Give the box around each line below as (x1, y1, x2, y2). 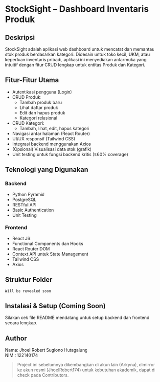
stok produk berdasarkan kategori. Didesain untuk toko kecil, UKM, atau (5, 51, 150, 57)
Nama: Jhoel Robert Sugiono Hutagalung (5, 347, 88, 353)
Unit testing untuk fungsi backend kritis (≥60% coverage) (12, 151, 129, 157)
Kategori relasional (19, 115, 58, 121)
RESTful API (12, 202, 37, 207)
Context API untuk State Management (12, 251, 89, 257)
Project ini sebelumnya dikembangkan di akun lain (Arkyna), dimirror (17, 362, 155, 368)
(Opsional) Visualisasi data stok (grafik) (12, 146, 92, 152)
